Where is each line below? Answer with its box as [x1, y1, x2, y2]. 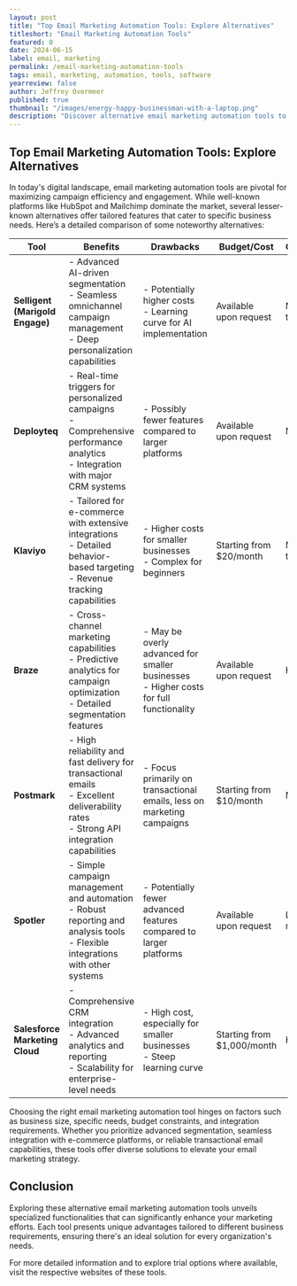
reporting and [68, 914, 126, 926]
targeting [96, 561, 134, 573]
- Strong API [68, 822, 122, 834]
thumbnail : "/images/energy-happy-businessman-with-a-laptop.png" [9, 104, 259, 112]
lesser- [257, 200, 284, 211]
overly [142, 636, 170, 648]
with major [68, 469, 112, 481]
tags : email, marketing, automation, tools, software [9, 71, 212, 80]
